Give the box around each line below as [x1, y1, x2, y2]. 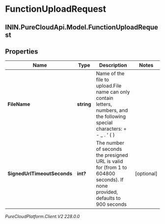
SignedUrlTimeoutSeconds [7, 170, 73, 177]
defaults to [96, 195, 121, 202]
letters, [96, 101, 112, 108]
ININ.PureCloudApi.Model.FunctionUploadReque [5, 23, 159, 31]
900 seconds [96, 201, 127, 208]
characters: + [96, 125, 127, 132]
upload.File [96, 83, 122, 89]
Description [99, 62, 127, 69]
